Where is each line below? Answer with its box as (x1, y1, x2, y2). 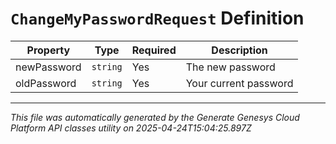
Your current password (185, 76, 294, 90)
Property (26, 43, 71, 57)
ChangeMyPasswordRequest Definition (10, 7, 305, 30)
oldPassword (15, 76, 77, 90)
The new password (185, 60, 276, 74)
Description (211, 43, 268, 57)
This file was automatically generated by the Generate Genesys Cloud (10, 111, 300, 123)
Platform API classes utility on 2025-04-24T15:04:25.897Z (10, 122, 252, 134)
